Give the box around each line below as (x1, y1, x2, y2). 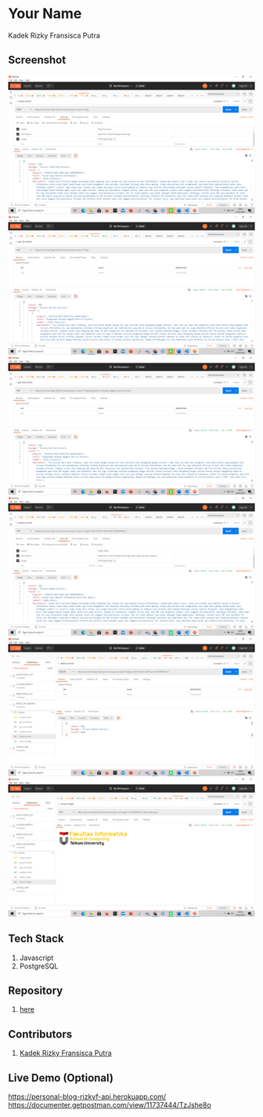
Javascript (19, 953, 54, 962)
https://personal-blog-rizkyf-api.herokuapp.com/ (8, 1092, 167, 1101)
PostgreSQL (19, 961, 59, 970)
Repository (8, 984, 63, 997)
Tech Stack (8, 932, 64, 946)
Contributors (8, 1028, 73, 1041)
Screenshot (8, 53, 67, 67)
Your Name (8, 5, 82, 23)
